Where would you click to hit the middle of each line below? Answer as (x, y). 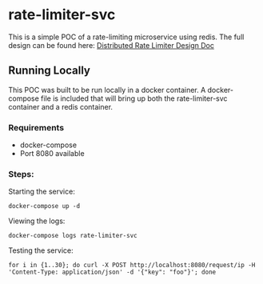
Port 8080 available (52, 154)
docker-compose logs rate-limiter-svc (73, 236)
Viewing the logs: (37, 221)
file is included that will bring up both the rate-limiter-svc (134, 98)
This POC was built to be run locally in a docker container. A (107, 90)
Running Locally (49, 71)
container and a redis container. (61, 106)
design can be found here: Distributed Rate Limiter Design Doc (111, 45)
